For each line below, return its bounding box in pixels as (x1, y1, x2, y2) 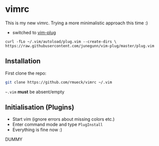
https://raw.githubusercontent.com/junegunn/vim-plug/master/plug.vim (5, 43, 155, 48)
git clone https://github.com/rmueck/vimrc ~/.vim (5, 79, 112, 85)
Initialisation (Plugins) (5, 103, 75, 112)
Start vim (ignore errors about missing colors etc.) (12, 116, 115, 122)
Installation (5, 57, 41, 66)
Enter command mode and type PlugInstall (12, 122, 103, 128)
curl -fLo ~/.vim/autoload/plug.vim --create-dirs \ (5, 39, 117, 44)
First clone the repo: (5, 70, 47, 76)
